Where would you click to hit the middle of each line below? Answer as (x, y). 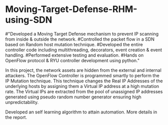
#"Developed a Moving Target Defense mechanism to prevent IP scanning (82, 34)
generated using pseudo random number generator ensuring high (73, 97)
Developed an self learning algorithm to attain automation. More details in (81, 112)
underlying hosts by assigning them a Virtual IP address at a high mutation (82, 86)
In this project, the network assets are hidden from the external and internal (83, 70)
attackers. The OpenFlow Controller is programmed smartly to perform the (82, 75)
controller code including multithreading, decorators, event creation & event (84, 50)
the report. (16, 117)
